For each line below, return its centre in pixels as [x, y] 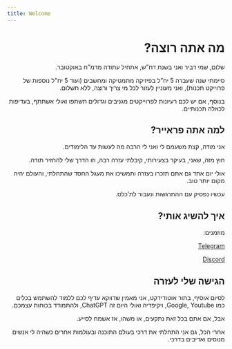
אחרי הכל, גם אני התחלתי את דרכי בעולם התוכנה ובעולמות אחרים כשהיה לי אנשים [118, 332]
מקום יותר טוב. [205, 181]
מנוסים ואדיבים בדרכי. [196, 339]
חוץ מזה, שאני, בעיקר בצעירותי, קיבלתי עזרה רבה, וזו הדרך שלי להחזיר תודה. [127, 160]
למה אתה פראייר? [188, 130]
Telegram [211, 246]
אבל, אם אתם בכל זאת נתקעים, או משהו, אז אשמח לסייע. [151, 318]
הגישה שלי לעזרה [189, 281]
